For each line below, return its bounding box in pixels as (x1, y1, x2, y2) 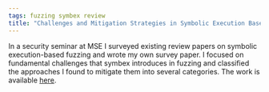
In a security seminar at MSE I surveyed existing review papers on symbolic (8, 41, 258, 50)
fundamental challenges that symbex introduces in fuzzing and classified (8, 58, 250, 68)
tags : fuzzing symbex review (8, 11, 106, 20)
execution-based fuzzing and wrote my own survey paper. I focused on (8, 50, 244, 59)
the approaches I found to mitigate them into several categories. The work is (8, 66, 260, 76)
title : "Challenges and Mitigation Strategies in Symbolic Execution (8, 19, 246, 27)
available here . (8, 75, 57, 85)
